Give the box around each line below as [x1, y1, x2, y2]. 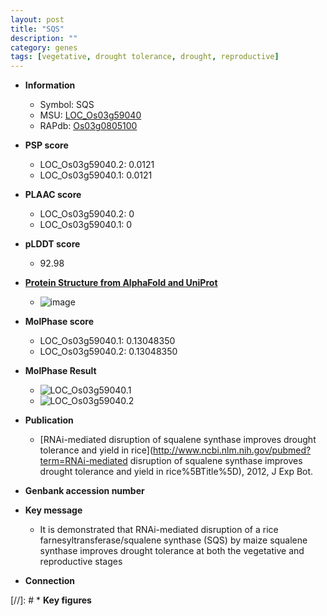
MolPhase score [24, 316, 94, 328]
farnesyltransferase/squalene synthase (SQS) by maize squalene [39, 534, 308, 546]
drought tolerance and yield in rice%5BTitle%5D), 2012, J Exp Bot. [39, 466, 314, 478]
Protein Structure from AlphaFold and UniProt [24, 277, 218, 289]
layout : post [10, 14, 65, 25]
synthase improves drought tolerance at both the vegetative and [39, 545, 305, 557]
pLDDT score [24, 238, 81, 250]
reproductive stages [39, 556, 123, 568]
